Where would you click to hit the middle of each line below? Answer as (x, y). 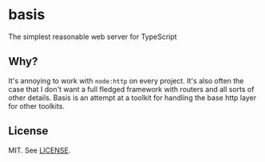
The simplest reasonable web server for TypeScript (93, 37)
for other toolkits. (37, 106)
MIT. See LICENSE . (40, 150)
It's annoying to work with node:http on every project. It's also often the (126, 80)
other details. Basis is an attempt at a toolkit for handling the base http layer (132, 98)
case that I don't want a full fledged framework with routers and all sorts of (131, 89)
